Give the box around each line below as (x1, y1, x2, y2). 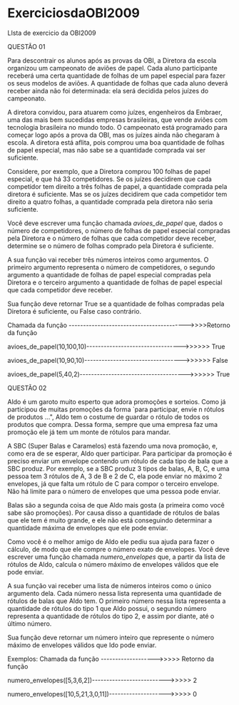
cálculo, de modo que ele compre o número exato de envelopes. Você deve (7, 545, 230, 553)
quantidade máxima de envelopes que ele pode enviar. (7, 523, 168, 532)
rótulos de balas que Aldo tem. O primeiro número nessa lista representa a (7, 597, 226, 605)
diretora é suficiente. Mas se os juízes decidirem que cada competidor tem (7, 190, 228, 198)
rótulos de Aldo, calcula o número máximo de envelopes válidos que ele (7, 560, 219, 568)
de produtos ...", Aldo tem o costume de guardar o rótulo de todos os (7, 412, 210, 421)
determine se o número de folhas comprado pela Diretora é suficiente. (7, 241, 214, 250)
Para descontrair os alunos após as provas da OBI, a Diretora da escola (7, 56, 217, 65)
